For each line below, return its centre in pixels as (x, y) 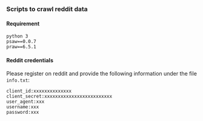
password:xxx (23, 113)
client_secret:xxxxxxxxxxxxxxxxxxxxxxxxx (59, 96)
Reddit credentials (30, 60)
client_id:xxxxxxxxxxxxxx (39, 91)
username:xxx (23, 107)
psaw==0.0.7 (21, 42)
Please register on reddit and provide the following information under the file (101, 74)
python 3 (17, 36)
